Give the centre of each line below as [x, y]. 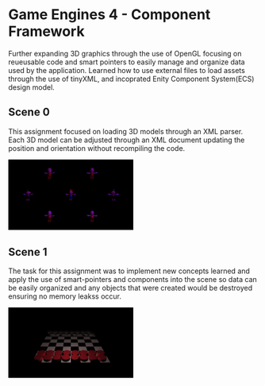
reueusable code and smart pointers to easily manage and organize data [127, 62]
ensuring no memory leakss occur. [65, 296]
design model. [32, 87]
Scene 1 [28, 252]
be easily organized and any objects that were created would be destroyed [130, 288]
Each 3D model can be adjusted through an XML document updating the [127, 140]
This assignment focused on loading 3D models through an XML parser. [126, 131]
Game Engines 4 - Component [109, 15]
